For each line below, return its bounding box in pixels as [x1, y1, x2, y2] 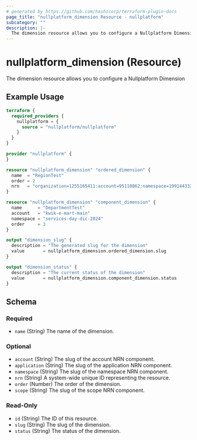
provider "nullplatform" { [6, 151, 72, 157]
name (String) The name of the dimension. [14, 328, 114, 335]
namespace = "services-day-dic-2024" [11, 215, 104, 222]
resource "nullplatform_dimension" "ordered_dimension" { [6, 167, 151, 173]
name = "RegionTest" [11, 172, 64, 178]
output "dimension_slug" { [6, 237, 72, 243]
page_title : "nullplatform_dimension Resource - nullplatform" [6, 14, 164, 20]
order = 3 [11, 221, 46, 227]
